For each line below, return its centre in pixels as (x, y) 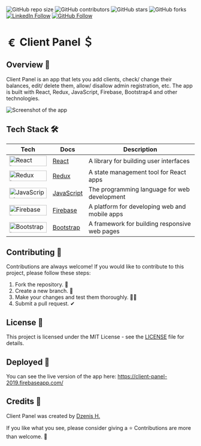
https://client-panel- (142, 376)
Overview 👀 (28, 65)
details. (15, 343)
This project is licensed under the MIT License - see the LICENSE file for (95, 337)
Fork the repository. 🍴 (42, 285)
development (107, 197)
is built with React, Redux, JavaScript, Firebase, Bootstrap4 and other (92, 92)
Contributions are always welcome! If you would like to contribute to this (95, 267)
